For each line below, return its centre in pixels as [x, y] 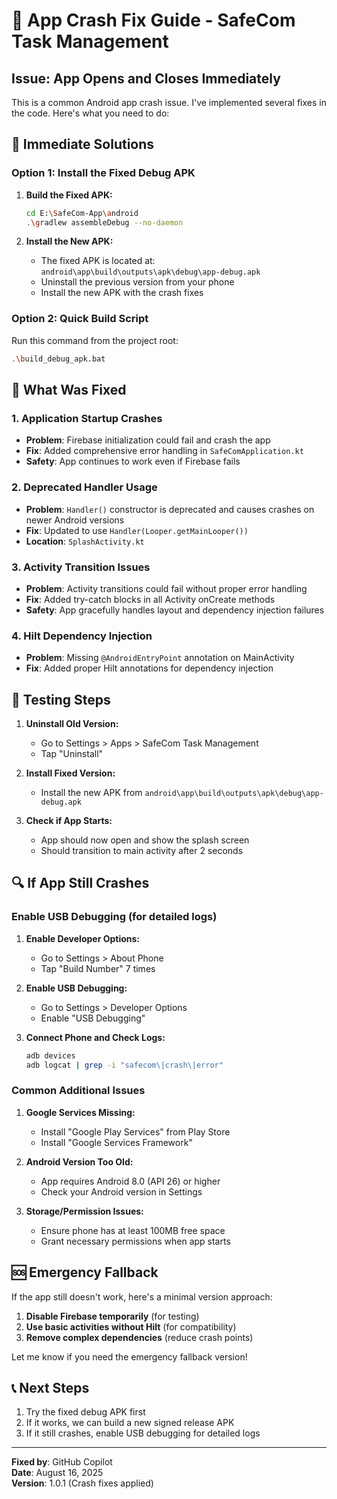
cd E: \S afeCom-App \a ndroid [82, 213]
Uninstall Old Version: [72, 723]
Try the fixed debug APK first [85, 1412]
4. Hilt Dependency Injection [82, 636]
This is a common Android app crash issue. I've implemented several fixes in [169, 102]
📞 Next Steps [50, 1387]
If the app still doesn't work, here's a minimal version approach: [142, 1296]
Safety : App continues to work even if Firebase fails [133, 461]
